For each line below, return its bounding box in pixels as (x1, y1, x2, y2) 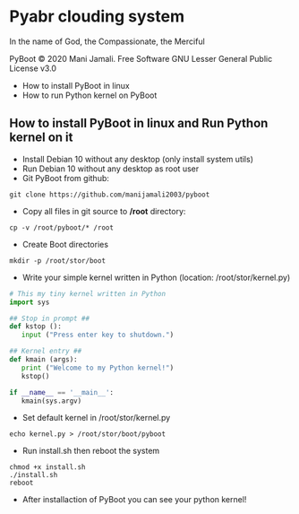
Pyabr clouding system (9, 6, 185, 27)
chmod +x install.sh (9, 463, 87, 472)
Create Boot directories (21, 239, 109, 249)
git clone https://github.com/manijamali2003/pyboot (9, 190, 210, 199)
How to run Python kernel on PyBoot (21, 90, 158, 100)
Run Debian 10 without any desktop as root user (21, 163, 200, 174)
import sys (9, 298, 50, 307)
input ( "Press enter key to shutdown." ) (21, 330, 175, 340)
